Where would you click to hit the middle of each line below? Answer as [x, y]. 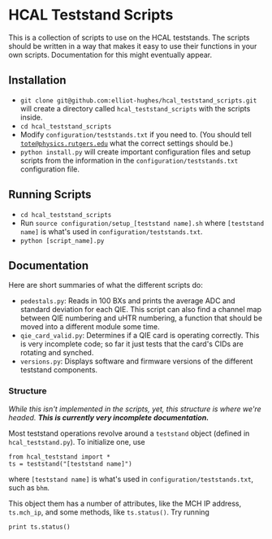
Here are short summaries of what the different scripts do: [106, 285]
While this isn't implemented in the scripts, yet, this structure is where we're [135, 409]
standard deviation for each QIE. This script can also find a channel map [141, 310]
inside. [31, 117]
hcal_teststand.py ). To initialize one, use [77, 441]
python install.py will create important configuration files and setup [136, 151]
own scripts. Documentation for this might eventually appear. [110, 54]
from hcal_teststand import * [60, 457]
